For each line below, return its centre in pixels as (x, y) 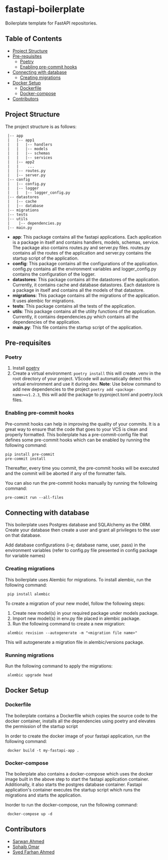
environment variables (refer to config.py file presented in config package (81, 550)
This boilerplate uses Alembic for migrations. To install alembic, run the (78, 579)
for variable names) (25, 556)
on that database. (23, 535)
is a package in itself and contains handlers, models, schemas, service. (86, 242)
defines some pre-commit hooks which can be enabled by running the (77, 440)
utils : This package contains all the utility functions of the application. (84, 311)
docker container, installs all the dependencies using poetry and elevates (80, 721)
